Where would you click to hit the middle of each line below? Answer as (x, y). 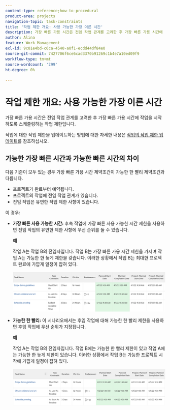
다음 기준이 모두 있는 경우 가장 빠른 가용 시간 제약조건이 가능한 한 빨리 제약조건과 (85, 172)
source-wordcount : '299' (31, 64)
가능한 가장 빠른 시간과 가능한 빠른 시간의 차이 (72, 158)
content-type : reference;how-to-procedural (52, 11)
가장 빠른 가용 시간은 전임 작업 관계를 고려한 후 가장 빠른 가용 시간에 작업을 (79, 118)
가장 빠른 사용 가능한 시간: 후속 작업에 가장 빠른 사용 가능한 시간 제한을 (82, 223)
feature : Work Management (32, 43)
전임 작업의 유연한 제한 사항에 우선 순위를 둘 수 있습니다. (74, 229)
